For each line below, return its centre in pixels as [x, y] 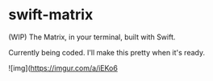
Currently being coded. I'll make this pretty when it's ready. [107, 52]
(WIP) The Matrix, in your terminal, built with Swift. [92, 37]
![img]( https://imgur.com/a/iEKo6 [63, 68]
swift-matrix [51, 15]
